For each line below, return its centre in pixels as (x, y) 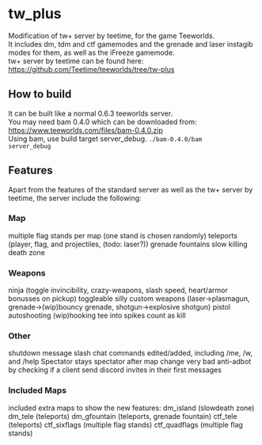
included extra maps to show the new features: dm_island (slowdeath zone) (131, 408)
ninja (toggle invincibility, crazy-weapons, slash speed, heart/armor (118, 291)
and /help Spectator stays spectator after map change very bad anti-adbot (130, 362)
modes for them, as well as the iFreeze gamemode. (92, 52)
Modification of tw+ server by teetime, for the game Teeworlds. (112, 36)
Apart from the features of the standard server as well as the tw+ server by (131, 189)
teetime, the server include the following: (75, 198)
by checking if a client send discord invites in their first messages (115, 370)
